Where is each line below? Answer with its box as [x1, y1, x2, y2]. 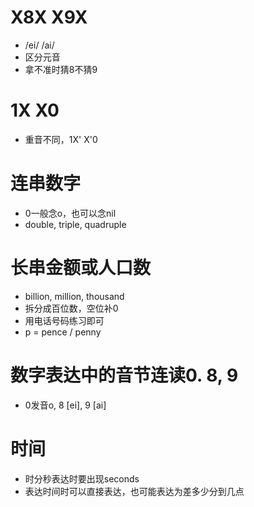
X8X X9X [10, 6, 88, 29]
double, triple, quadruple [24, 218, 127, 230]
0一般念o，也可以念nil [24, 207, 117, 219]
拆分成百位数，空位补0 [24, 302, 119, 314]
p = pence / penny [24, 326, 102, 338]
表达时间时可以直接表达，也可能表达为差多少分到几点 [24, 485, 245, 497]
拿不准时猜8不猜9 [24, 63, 98, 75]
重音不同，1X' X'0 [24, 133, 98, 145]
